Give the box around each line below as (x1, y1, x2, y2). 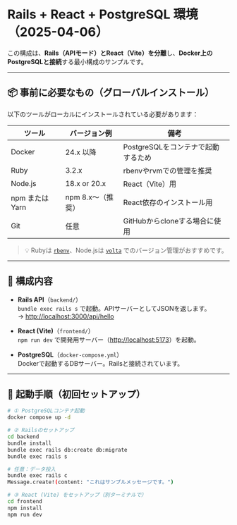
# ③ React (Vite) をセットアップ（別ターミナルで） (7, 491, 147, 499)
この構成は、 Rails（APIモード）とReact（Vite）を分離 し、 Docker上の (7, 49, 213, 57)
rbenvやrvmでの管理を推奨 (123, 166, 212, 175)
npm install (7, 505, 42, 512)
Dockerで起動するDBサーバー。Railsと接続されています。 (17, 359, 184, 367)
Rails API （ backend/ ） (17, 295, 83, 304)
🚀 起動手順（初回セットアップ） (7, 388, 146, 400)
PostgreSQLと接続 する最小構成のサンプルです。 (7, 57, 148, 66)
